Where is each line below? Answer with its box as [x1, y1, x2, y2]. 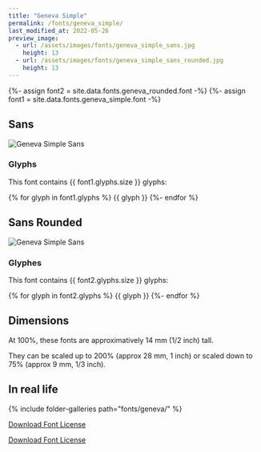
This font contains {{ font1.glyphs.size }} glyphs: [8, 177, 167, 187]
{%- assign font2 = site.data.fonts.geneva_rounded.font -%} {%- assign [8, 86, 247, 95]
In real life [8, 382, 58, 397]
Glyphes [8, 257, 42, 268]
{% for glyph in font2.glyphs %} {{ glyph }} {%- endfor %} [8, 290, 200, 301]
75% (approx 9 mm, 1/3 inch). [8, 359, 106, 369]
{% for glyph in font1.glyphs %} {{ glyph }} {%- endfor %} [8, 192, 199, 202]
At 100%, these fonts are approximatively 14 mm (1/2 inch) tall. [8, 335, 214, 345]
